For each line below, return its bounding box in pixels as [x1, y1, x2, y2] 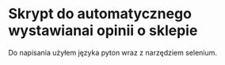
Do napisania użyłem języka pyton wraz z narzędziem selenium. [8, 48, 218, 57]
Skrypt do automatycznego [8, 5, 193, 23]
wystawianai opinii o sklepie [8, 21, 198, 40]
